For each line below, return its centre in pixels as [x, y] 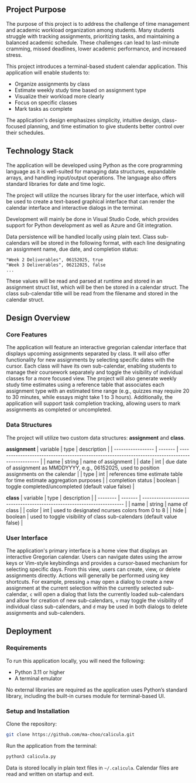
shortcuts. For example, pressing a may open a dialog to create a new [90, 581]
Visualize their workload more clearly [59, 96]
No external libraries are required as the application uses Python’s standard [97, 690]
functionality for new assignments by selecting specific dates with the [90, 360]
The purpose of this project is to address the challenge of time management [98, 23]
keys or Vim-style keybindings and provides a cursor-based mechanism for [97, 563]
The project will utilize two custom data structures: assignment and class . [96, 438]
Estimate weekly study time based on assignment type [80, 90]
